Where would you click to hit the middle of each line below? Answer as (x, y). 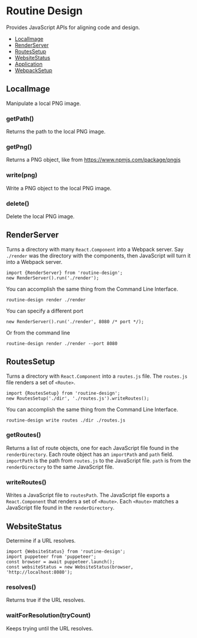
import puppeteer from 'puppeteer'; (51, 556)
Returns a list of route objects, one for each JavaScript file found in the (93, 448)
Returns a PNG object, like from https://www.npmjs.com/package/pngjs (93, 160)
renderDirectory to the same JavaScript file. (60, 467)
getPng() (19, 146)
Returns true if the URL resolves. (46, 600)
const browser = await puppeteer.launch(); (61, 562)
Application (29, 64)
